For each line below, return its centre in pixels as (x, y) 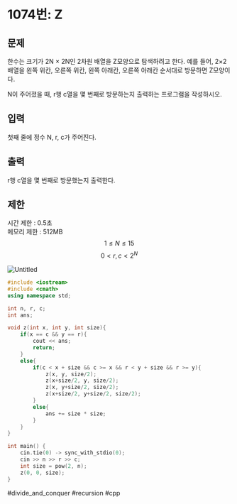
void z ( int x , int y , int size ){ (57, 328)
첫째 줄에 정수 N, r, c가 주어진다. (52, 137)
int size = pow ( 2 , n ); (54, 466)
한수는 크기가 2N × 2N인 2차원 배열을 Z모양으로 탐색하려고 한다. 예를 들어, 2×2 (117, 61)
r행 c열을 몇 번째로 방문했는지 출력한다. (61, 180)
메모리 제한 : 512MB (35, 232)
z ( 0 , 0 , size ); (43, 473)
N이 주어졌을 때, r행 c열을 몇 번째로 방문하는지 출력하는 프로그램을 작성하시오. (115, 94)
